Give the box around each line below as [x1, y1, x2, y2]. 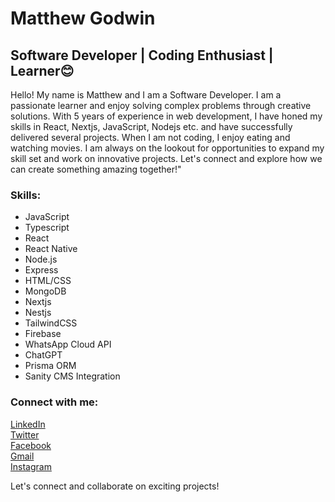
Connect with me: [10, 395, 99, 409]
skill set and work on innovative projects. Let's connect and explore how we [10, 153, 323, 164]
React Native [24, 243, 78, 255]
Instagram [10, 460, 52, 472]
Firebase [24, 328, 62, 340]
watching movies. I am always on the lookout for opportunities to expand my [10, 142, 325, 154]
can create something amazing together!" [10, 163, 182, 175]
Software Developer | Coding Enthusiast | [10, 47, 274, 64]
